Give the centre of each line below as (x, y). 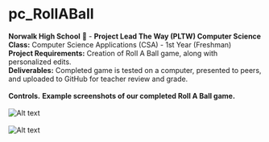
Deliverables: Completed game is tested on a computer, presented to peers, (135, 70)
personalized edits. (40, 62)
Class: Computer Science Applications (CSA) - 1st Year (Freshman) (120, 44)
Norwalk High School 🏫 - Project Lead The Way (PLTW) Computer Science (135, 36)
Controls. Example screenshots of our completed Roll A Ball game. (122, 95)
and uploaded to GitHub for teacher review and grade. (98, 79)
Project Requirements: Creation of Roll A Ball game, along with (113, 53)
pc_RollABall (51, 14)
